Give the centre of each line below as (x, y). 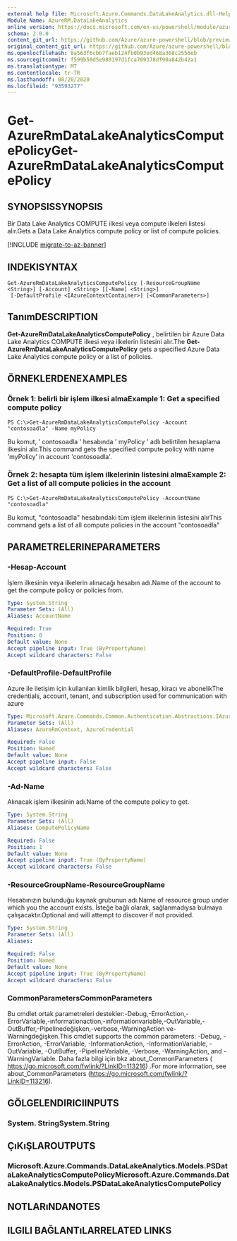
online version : (31, 27)
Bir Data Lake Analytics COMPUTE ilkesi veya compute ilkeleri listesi (107, 224)
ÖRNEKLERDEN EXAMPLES (67, 379)
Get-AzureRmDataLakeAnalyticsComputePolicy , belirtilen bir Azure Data (116, 334)
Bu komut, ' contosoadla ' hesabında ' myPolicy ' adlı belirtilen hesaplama (114, 441)
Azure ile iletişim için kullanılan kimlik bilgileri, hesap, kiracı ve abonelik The (115, 688)
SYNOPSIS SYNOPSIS (55, 206)
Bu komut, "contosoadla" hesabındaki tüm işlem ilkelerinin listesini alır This (115, 517)
